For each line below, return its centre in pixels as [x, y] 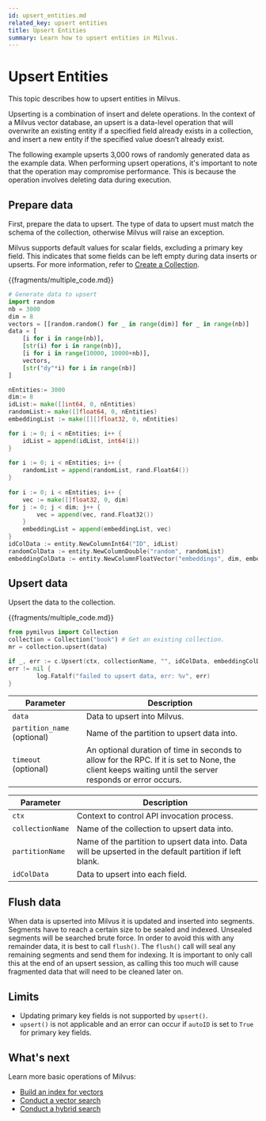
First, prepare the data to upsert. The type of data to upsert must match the [131, 224]
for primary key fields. [56, 1033]
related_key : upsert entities [58, 23]
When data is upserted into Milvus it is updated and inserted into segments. [131, 921]
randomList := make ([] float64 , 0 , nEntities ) [83, 412]
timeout [27, 760]
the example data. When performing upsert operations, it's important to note [133, 163]
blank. [88, 861]
